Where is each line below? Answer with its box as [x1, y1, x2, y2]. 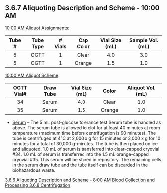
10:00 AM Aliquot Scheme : [5, 72, 60, 78]
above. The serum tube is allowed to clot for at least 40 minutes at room [12, 124, 160, 131]
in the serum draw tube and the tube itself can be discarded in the [12, 162, 148, 168]
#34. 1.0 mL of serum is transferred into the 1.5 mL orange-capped [12, 151, 149, 157]
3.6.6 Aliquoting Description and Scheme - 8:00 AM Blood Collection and [5, 177, 155, 183]
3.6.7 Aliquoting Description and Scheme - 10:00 [5, 4, 160, 12]
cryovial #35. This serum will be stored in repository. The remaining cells [12, 156, 162, 162]
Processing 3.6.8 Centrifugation [5, 182, 71, 188]
